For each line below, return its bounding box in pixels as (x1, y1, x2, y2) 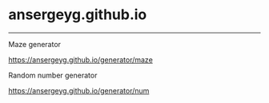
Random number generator (8, 70, 98, 80)
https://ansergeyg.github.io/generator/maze (8, 54, 154, 65)
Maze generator (8, 39, 62, 49)
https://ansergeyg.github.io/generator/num (8, 85, 150, 95)
